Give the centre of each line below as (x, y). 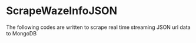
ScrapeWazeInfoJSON (62, 11)
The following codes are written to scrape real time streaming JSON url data (98, 27)
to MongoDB (21, 33)
